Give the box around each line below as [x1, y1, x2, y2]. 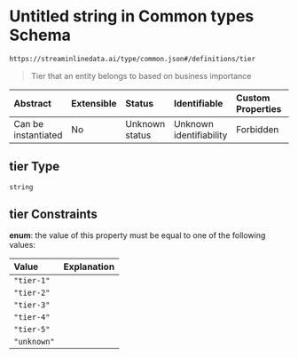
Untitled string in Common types [9, 6, 255, 27]
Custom [236, 91, 271, 104]
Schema [9, 25, 71, 45]
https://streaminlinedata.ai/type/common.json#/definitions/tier [9, 54, 255, 63]
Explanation [63, 260, 115, 273]
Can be [13, 117, 44, 130]
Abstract [13, 97, 51, 109]
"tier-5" [13, 324, 51, 335]
